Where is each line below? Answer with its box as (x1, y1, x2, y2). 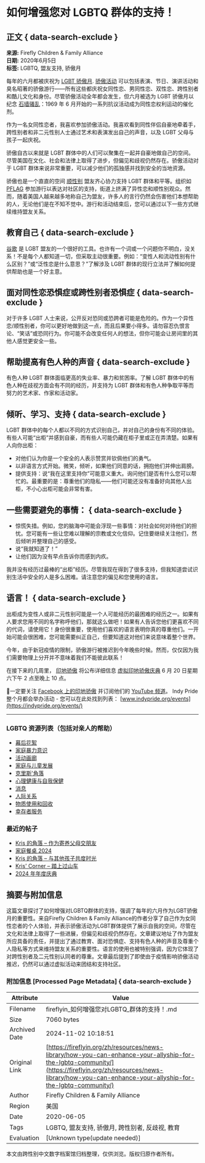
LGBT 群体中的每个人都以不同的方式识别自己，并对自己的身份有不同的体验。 (6, 426, 198, 434)
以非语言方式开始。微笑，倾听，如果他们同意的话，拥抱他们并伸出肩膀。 (15, 462, 197, 470)
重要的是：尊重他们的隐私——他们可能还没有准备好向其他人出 (36, 478, 192, 485)
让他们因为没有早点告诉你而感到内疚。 (15, 553, 112, 560)
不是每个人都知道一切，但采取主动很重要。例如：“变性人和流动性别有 (16, 252, 191, 260)
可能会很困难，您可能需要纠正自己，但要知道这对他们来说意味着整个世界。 (11, 633, 199, 640)
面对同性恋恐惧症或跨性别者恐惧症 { (6, 288, 140, 298)
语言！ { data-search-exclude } (6, 593, 126, 603)
